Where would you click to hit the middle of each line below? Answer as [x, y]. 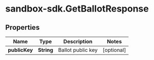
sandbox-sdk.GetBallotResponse [77, 9]
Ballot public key [78, 50]
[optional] [114, 50]
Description [78, 42]
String [46, 50]
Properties [23, 27]
